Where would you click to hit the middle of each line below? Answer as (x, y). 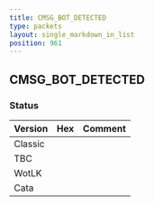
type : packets (36, 26)
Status (24, 105)
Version (31, 128)
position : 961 (36, 43)
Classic (29, 144)
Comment (104, 128)
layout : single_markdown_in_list (72, 34)
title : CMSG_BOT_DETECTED (58, 18)
